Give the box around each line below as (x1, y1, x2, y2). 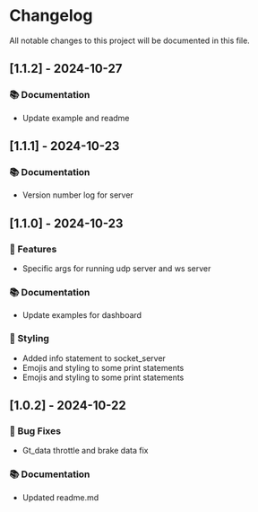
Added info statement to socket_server (21, 352, 166, 364)
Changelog (9, 5, 93, 26)
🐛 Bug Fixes (9, 424, 61, 437)
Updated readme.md (21, 491, 99, 503)
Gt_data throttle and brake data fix (21, 446, 149, 456)
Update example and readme (21, 112, 130, 123)
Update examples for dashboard (21, 310, 142, 321)
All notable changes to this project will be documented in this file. (9, 35, 251, 46)
